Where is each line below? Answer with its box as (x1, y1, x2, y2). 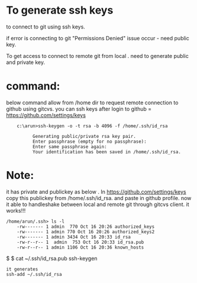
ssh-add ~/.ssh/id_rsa (6, 271, 62, 277)
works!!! (6, 207, 26, 214)
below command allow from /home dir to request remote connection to (6, 99, 179, 106)
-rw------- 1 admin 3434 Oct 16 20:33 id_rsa (17, 234, 131, 240)
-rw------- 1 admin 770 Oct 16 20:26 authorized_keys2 (17, 229, 155, 234)
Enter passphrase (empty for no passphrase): (32, 139, 147, 144)
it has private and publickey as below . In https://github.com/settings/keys (6, 188, 186, 195)
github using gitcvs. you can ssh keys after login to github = (6, 105, 152, 112)
